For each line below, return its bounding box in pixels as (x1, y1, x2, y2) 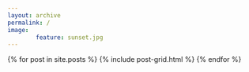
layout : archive (7, 11, 61, 20)
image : (7, 26, 29, 34)
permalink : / (7, 19, 51, 27)
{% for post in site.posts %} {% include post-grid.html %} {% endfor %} (7, 55, 242, 64)
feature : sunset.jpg (36, 33, 104, 41)
